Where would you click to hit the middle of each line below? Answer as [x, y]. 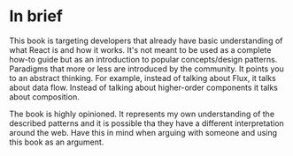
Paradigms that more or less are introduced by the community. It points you [147, 69]
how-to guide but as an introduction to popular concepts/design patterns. [143, 59]
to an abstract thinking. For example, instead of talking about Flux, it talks [143, 78]
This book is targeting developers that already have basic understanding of [146, 41]
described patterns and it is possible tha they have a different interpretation [147, 123]
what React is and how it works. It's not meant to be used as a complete [140, 49]
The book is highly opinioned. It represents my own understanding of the [142, 114]
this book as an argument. [57, 142]
